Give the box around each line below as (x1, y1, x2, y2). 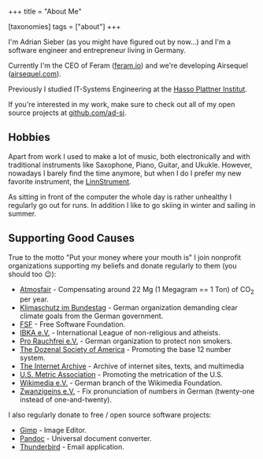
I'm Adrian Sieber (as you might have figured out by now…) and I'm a (8, 37, 231, 46)
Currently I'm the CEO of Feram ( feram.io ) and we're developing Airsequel (8, 61, 248, 70)
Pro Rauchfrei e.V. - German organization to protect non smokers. (19, 336, 233, 346)
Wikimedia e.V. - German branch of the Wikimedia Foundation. (19, 378, 223, 388)
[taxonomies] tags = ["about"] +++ (8, 22, 121, 31)
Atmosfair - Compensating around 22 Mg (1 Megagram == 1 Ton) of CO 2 (19, 284, 254, 296)
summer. (8, 209, 37, 218)
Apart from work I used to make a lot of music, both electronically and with (8, 151, 250, 161)
